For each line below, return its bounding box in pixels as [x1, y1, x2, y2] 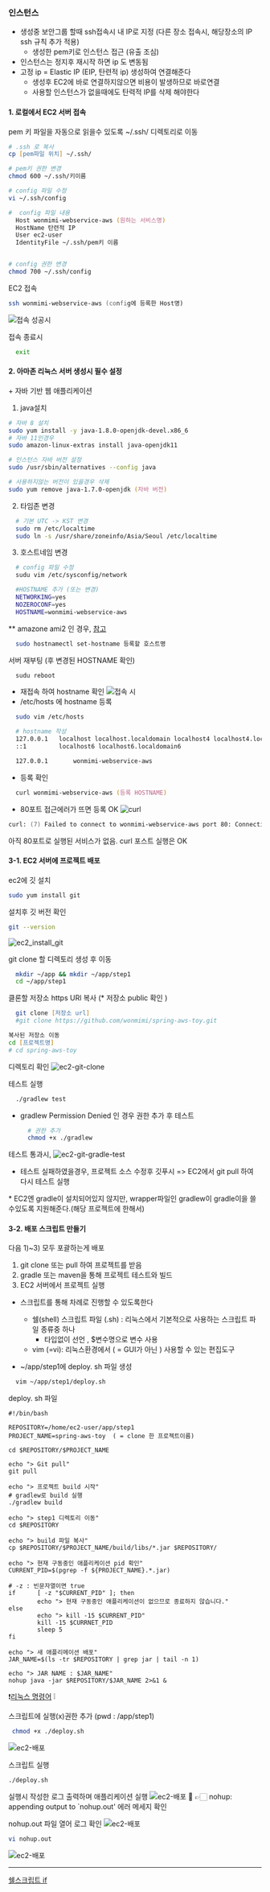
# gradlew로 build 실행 [8, 1491, 83, 1500]
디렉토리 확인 [8, 1061, 50, 1071]
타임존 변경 [19, 501, 55, 510]
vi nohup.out [8, 1835, 52, 1844]
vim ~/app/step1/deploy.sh [15, 1378, 106, 1386]
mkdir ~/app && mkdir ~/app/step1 [15, 970, 131, 979]
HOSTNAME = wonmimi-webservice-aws [15, 608, 128, 616]
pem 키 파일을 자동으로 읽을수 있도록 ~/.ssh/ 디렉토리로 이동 [8, 126, 198, 136]
